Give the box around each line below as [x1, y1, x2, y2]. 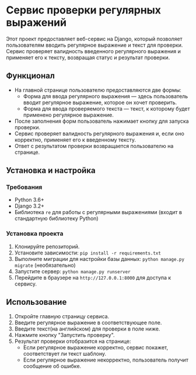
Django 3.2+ [14, 202, 45, 209]
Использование [6, 297, 67, 307]
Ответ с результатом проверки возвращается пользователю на [14, 142, 174, 149]
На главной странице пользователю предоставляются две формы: [14, 86, 182, 94]
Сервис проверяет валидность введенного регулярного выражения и [6, 47, 181, 54]
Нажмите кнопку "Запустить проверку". [14, 331, 115, 338]
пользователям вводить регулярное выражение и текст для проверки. [6, 42, 183, 49]
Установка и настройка [6, 166, 96, 176]
